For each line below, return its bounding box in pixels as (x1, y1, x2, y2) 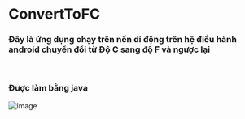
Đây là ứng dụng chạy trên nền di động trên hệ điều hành (8, 34, 238, 45)
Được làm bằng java (8, 83, 88, 94)
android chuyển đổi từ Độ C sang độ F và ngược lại (8, 44, 210, 55)
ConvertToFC (8, 5, 100, 23)
